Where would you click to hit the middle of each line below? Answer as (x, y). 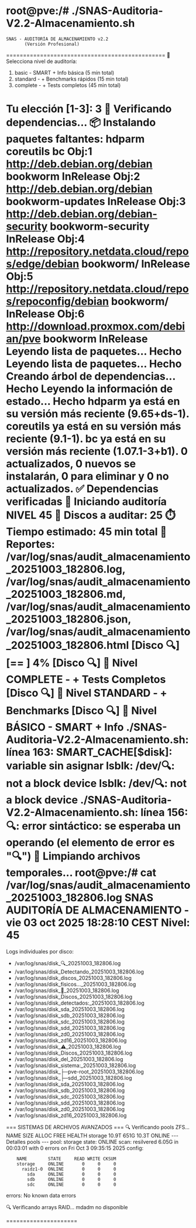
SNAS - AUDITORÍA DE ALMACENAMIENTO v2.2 (57, 39)
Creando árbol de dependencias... (91, 377)
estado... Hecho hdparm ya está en (93, 401)
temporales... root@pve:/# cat (81, 873)
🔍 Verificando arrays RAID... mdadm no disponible (67, 1207)
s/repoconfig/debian (58, 302)
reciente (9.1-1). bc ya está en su (86, 439)
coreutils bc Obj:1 (49, 152)
